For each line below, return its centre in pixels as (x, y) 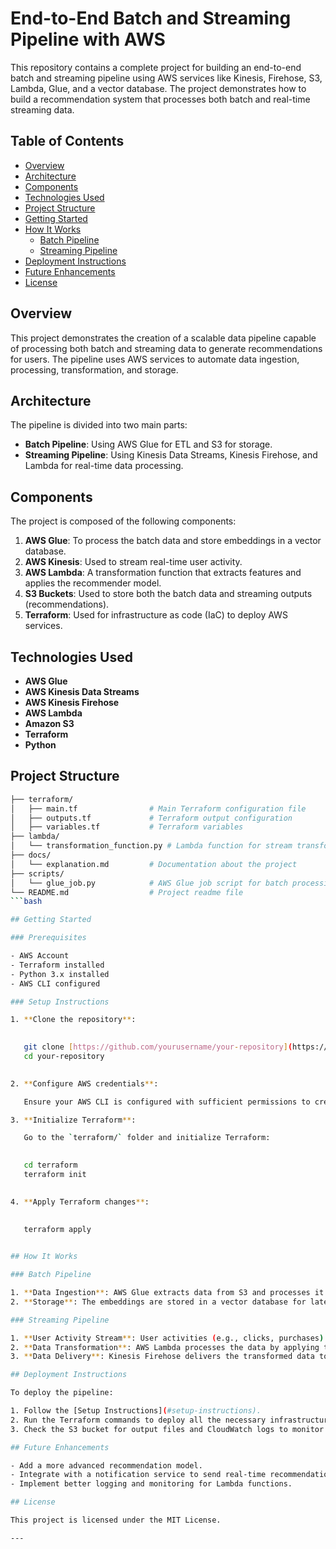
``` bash (26, 902)
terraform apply (57, 1229)
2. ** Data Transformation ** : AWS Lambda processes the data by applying (165, 1347)
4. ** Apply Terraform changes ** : (80, 1202)
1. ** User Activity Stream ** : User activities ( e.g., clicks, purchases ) (167, 1338)
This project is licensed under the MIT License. (116, 1520)
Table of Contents (67, 141)
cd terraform (50, 1165)
